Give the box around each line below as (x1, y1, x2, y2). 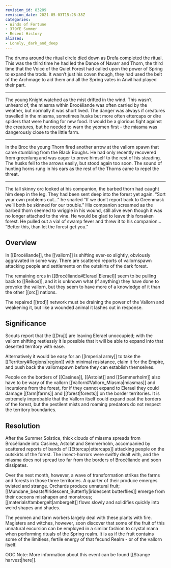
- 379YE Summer (5, 27, 38, 32)
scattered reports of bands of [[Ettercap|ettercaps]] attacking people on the (5, 446, 164, 452)
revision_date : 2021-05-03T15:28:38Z (5, 12, 85, 17)
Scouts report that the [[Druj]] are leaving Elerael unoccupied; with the (5, 333, 153, 339)
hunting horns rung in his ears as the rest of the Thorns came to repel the (5, 165, 159, 172)
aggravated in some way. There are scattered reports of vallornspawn (5, 257, 152, 264)
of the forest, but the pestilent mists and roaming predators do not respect (5, 401, 161, 408)
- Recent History (5, 31, 42, 36)
